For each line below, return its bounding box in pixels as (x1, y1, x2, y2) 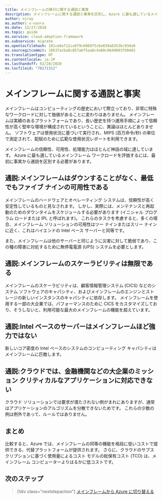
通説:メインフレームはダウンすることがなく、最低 (5, 174, 154, 183)
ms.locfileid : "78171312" (5, 66, 57, 71)
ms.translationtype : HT (5, 52, 53, 57)
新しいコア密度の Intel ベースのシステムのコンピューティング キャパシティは (5, 345, 157, 351)
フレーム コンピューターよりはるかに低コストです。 (13, 459, 116, 465)
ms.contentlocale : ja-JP (5, 57, 55, 62)
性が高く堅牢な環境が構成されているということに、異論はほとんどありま (5, 124, 149, 129)
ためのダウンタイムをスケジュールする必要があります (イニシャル (13, 209, 144, 215)
